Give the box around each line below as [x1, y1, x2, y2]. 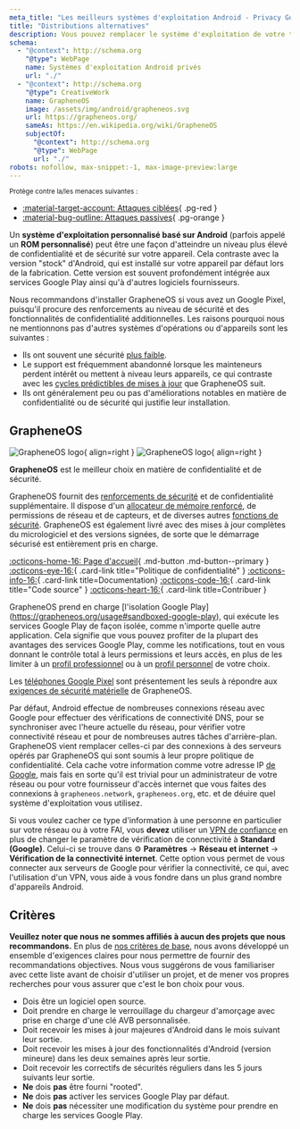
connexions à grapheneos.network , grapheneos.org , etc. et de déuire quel [9, 788, 276, 799]
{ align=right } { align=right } [83, 447, 262, 458]
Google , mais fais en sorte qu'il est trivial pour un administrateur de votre [9, 770, 278, 780]
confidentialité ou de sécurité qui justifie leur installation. [21, 397, 230, 408]
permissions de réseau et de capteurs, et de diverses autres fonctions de [9, 510, 279, 521]
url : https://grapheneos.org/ [25, 113, 138, 122]
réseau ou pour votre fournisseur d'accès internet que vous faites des [9, 779, 267, 789]
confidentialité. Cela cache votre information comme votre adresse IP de [9, 760, 276, 771]
